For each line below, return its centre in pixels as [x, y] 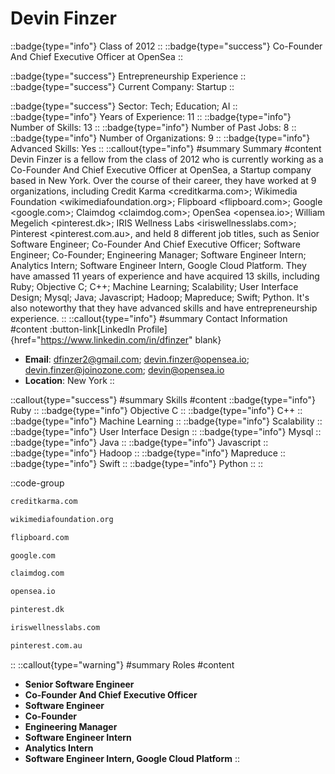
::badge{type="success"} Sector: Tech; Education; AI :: [124, 106]
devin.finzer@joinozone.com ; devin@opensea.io [124, 369]
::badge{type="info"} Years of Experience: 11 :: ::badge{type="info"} [151, 116]
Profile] [152, 329]
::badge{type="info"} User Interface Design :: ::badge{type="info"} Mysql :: [166, 431]
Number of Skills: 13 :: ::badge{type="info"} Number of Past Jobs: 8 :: [153, 127]
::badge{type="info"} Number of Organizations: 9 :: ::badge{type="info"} [160, 138]
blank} [208, 339]
